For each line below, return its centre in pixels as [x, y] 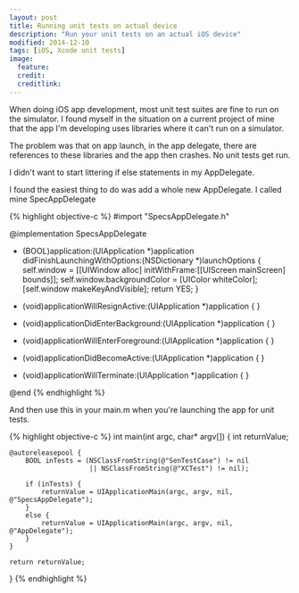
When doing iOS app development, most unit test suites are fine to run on [144, 109]
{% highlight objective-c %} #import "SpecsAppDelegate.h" [120, 216]
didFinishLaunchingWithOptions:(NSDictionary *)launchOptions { [141, 260]
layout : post [33, 17]
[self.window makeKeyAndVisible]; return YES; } [110, 288]
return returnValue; [48, 562]
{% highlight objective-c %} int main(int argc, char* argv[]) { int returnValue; [149, 436]
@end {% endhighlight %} [57, 392]
